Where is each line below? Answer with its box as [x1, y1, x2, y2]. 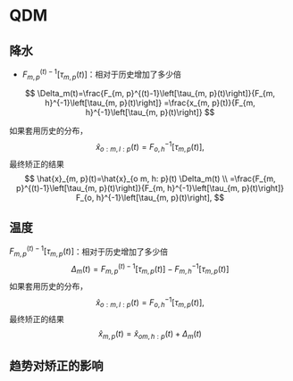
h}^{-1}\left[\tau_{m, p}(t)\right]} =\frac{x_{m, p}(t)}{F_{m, [44, 97, 256, 108]
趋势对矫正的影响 [9, 359, 104, 374]
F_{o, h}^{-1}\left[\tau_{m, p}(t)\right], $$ [75, 192, 225, 203]
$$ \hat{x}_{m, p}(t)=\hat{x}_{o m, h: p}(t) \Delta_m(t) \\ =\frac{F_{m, [24, 173, 276, 184]
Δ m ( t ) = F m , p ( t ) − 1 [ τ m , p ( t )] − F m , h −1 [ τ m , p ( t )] [71, 262, 230, 277]
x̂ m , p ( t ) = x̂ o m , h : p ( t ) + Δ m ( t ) [97, 328, 203, 341]
